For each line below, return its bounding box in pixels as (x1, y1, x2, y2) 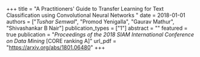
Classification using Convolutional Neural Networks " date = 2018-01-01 (6, 12, 186, 19)
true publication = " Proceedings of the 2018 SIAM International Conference (6, 31, 195, 38)
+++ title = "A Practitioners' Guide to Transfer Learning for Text (6, 5, 164, 12)
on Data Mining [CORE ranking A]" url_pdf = (6, 38, 117, 44)
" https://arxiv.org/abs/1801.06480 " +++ (6, 44, 105, 51)
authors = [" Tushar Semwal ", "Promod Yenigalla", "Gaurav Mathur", (6, 18, 175, 25)
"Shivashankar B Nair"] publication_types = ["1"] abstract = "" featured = (6, 24, 188, 32)
